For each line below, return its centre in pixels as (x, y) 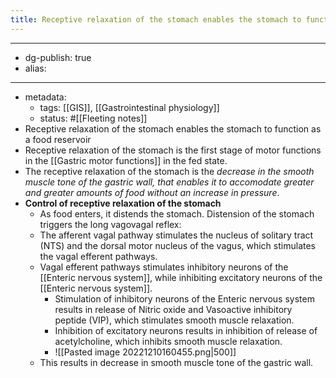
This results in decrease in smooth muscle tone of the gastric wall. (176, 362)
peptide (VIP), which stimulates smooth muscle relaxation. (174, 320)
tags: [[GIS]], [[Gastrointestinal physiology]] (129, 107)
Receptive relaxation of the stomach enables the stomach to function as (173, 128)
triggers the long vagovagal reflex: (110, 224)
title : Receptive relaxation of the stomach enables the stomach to (156, 19)
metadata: (45, 97)
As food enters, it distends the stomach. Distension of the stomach (177, 213)
